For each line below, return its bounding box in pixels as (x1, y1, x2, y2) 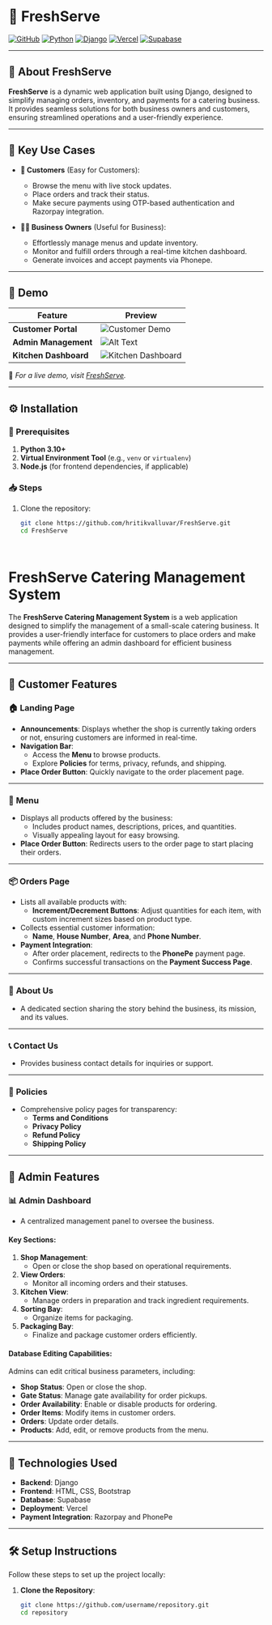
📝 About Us (8, 985, 54, 996)
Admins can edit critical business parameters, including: (8, 1367, 196, 1377)
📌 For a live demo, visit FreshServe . (8, 371, 127, 380)
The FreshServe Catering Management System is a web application (8, 613, 238, 622)
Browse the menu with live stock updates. (32, 180, 172, 190)
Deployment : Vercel (19, 1504, 88, 1513)
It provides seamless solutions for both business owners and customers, (8, 104, 250, 113)
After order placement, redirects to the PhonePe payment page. (32, 948, 245, 958)
